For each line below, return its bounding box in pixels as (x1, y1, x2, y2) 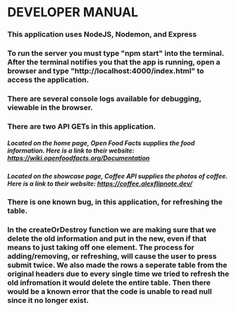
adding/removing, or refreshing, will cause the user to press (7, 251, 217, 261)
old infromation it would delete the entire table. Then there (7, 278, 211, 288)
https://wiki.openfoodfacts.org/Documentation (7, 154, 150, 162)
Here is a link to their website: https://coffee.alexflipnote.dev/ (7, 179, 192, 188)
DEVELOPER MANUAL (7, 4, 139, 20)
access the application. (7, 75, 89, 85)
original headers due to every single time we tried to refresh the (7, 269, 230, 279)
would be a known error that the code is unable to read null (7, 287, 213, 296)
